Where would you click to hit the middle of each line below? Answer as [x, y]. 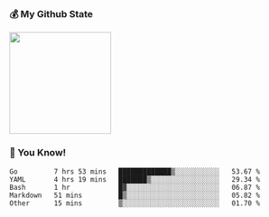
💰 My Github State [51, 14]
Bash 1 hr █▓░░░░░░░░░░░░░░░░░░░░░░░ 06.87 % [134, 187]
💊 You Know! [38, 153]
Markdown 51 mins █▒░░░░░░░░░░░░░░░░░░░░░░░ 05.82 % [134, 195]
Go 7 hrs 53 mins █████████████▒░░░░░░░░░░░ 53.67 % [134, 171]
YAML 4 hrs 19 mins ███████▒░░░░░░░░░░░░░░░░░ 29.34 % [134, 179]
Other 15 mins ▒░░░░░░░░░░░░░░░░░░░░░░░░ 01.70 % [134, 203]
